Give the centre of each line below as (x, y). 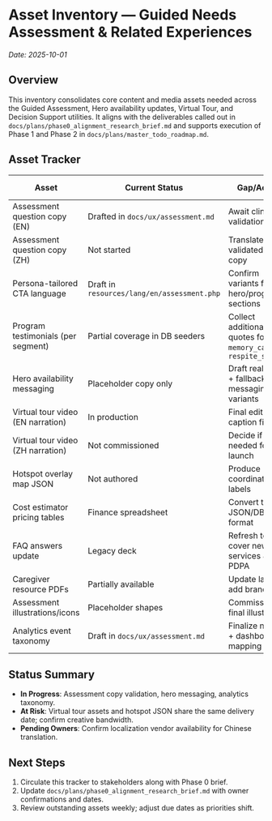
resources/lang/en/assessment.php (154, 293)
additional (247, 327)
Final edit (245, 412)
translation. (39, 737)
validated (246, 250)
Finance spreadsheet (128, 512)
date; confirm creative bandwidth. (76, 720)
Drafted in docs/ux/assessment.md (151, 216)
